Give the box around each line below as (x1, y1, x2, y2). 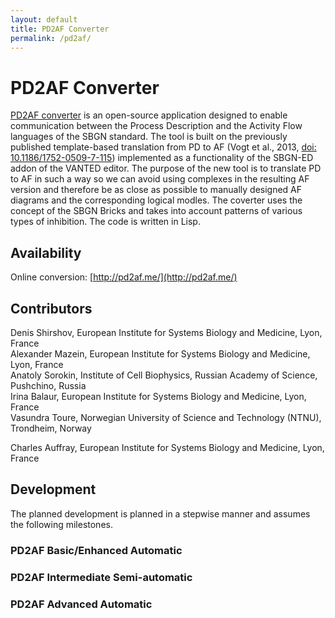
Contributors (10, 300, 93, 317)
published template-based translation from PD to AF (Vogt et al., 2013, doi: (10, 141, 317, 153)
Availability (10, 244, 82, 261)
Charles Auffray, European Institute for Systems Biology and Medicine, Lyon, (10, 441, 325, 453)
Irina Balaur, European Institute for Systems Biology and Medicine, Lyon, (10, 390, 307, 402)
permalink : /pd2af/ (10, 33, 92, 43)
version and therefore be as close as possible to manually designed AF (10, 184, 303, 196)
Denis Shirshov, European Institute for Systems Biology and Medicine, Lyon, (10, 326, 323, 338)
